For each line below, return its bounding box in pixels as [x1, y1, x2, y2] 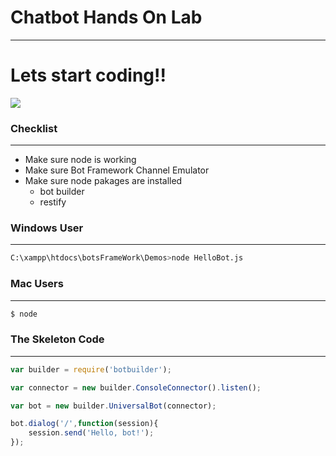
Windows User [10, 221, 84, 235]
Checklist [10, 121, 58, 135]
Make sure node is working [24, 154, 137, 166]
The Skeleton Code [10, 332, 105, 346]
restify [39, 196, 67, 208]
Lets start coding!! [10, 64, 167, 87]
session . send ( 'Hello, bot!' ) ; [28, 428, 155, 438]
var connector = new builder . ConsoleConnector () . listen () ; [10, 382, 262, 393]
